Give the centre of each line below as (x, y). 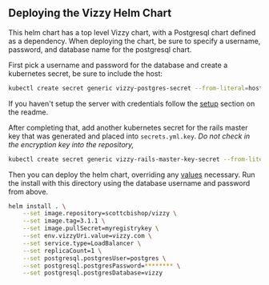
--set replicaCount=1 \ (62, 251)
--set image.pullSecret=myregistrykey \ (91, 229)
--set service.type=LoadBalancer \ (82, 243)
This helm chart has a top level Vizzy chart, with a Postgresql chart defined (132, 32)
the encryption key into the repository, (71, 144)
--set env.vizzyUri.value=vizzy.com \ (87, 236)
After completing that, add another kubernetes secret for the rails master (128, 127)
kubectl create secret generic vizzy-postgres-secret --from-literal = (128, 88)
